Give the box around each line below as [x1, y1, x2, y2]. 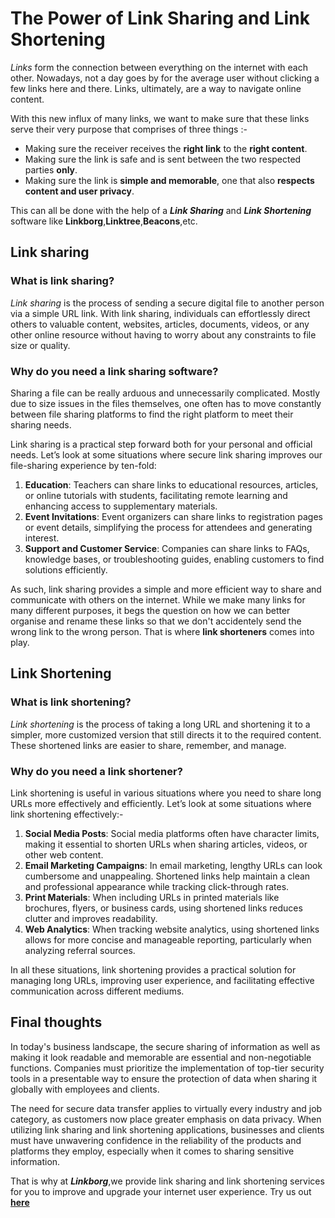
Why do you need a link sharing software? [10, 364, 219, 378]
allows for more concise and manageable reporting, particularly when [24, 933, 312, 946]
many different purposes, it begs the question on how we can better [10, 604, 291, 616]
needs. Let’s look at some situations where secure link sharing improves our [10, 448, 323, 461]
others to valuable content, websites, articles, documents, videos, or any [10, 318, 310, 330]
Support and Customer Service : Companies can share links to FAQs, [24, 542, 310, 554]
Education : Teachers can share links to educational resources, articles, [24, 478, 319, 491]
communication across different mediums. [10, 985, 185, 997]
